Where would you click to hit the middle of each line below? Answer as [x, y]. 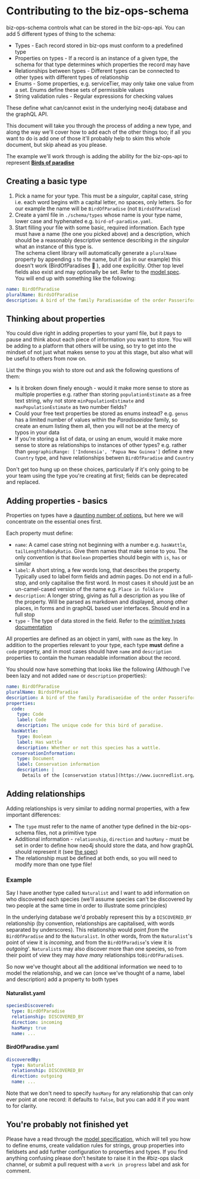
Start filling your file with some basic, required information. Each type [100, 227]
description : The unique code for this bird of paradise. [90, 726]
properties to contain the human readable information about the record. [94, 658]
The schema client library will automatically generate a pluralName [96, 253]
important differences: [33, 815]
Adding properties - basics [57, 501]
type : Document [36, 759]
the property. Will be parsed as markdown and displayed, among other [101, 602]
